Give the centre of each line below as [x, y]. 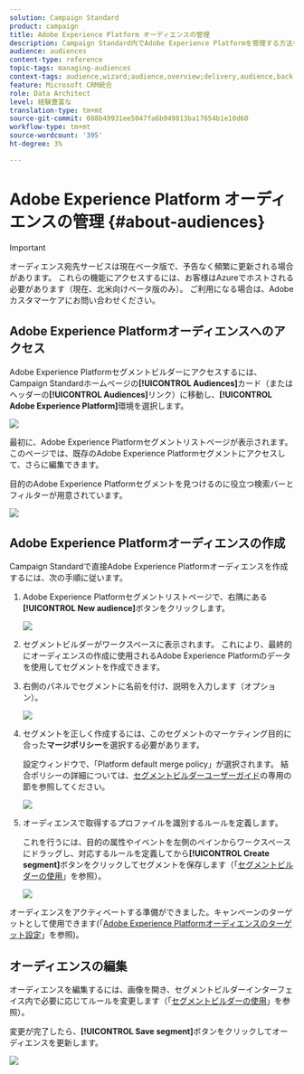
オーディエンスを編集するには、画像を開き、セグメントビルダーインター [143, 990]
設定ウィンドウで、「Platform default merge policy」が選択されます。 [150, 764]
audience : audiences [48, 52]
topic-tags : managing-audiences [70, 69]
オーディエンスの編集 [69, 966]
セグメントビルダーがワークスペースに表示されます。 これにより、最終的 [157, 645]
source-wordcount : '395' [56, 136]
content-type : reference [56, 60]
